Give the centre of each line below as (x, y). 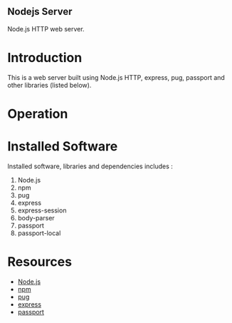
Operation (38, 114)
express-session (42, 210)
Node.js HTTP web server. (46, 29)
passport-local (39, 233)
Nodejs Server (40, 12)
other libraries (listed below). (49, 85)
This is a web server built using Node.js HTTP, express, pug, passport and (116, 77)
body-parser (36, 217)
